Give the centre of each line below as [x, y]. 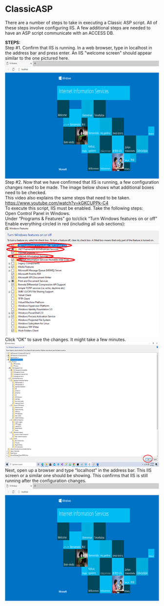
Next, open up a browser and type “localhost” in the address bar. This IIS [78, 470]
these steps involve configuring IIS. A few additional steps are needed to [78, 27]
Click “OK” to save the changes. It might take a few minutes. [65, 339]
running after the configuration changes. [46, 481]
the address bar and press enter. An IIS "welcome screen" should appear [79, 53]
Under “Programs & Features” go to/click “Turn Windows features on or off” [81, 218]
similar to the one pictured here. [37, 58]
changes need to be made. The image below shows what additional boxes [80, 187]
